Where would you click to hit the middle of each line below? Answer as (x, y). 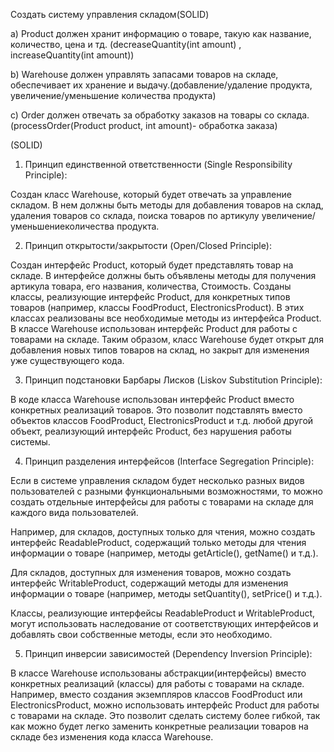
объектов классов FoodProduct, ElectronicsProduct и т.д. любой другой (162, 420)
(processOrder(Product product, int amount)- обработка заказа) (144, 125)
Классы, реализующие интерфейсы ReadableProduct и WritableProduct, (163, 613)
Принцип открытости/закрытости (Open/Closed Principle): (148, 245)
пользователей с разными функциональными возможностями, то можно (166, 491)
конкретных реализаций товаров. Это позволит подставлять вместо (156, 410)
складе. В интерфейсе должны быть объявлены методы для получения (163, 275)
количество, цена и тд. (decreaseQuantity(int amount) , (126, 44)
